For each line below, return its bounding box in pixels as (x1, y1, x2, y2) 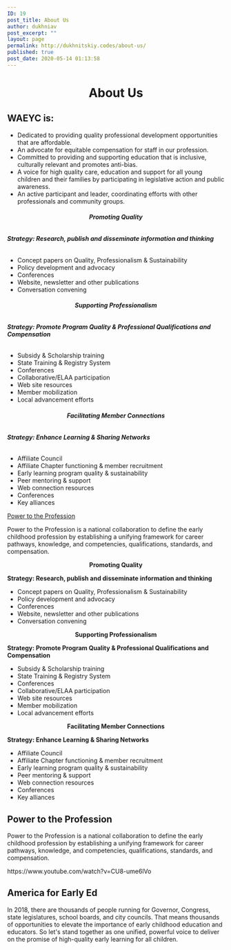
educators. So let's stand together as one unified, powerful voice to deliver (7, 927, 220, 935)
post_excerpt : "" (7, 29, 57, 37)
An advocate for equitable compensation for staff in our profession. (17, 145, 209, 154)
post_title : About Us (7, 17, 70, 24)
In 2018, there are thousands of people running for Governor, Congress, (7, 905, 211, 914)
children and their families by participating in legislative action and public (17, 174, 225, 183)
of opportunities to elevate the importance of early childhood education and (7, 920, 223, 929)
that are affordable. (17, 138, 72, 146)
